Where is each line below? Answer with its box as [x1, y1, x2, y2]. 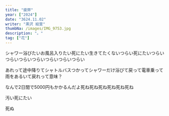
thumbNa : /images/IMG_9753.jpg [5, 26, 71, 31]
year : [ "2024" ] [5, 12, 37, 17]
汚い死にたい [5, 94, 32, 101]
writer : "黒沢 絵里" [5, 21, 45, 27]
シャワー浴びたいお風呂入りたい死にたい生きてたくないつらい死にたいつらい [5, 50, 164, 56]
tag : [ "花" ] [5, 36, 30, 41]
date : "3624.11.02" [5, 17, 46, 22]
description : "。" [5, 31, 43, 36]
